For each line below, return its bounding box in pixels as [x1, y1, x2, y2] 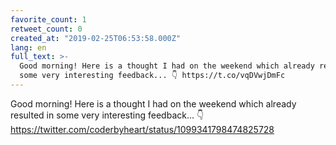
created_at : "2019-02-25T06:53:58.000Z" [10, 33, 182, 43]
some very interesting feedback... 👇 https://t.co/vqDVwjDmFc [19, 71, 286, 81]
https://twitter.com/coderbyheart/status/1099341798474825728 [10, 123, 275, 135]
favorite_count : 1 [10, 14, 87, 25]
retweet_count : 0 [10, 24, 83, 34]
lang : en [10, 42, 47, 53]
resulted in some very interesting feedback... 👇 [10, 109, 205, 121]
